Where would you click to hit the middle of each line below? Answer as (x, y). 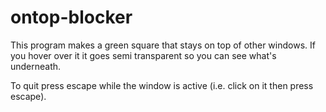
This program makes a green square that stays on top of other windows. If (163, 45)
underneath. (36, 66)
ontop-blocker (71, 17)
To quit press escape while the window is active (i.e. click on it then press (162, 85)
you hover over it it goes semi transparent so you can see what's (143, 55)
